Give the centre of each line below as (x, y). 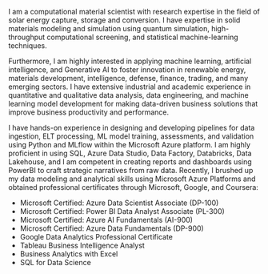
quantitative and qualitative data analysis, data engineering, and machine (129, 95)
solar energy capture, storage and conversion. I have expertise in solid (124, 20)
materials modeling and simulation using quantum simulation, (109, 28)
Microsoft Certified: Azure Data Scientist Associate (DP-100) (119, 203)
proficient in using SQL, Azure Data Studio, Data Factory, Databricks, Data (130, 153)
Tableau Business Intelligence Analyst (82, 245)
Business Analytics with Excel (69, 254)
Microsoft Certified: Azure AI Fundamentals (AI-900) (106, 220)
